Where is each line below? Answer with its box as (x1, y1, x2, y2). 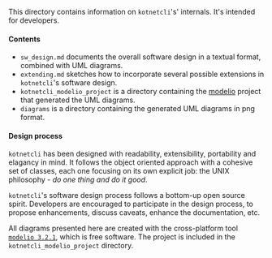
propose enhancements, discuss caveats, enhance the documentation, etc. (8, 208, 261, 217)
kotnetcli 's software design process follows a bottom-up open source (8, 191, 246, 200)
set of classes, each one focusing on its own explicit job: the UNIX (8, 166, 230, 176)
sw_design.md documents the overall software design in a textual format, (19, 52, 261, 62)
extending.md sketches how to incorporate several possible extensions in (19, 69, 265, 80)
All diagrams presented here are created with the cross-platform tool (8, 223, 238, 234)
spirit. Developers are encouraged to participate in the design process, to (8, 199, 253, 209)
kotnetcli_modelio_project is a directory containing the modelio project (19, 87, 261, 97)
